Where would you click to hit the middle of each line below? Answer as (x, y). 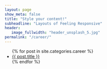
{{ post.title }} (26, 56)
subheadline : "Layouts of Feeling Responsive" (53, 23)
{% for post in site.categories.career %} (53, 51)
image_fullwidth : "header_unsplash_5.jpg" (55, 33)
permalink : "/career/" (28, 37)
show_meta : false (23, 14)
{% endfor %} (26, 62)
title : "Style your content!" (36, 19)
